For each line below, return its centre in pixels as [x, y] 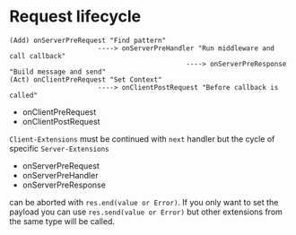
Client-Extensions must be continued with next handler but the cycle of [142, 139]
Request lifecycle [75, 17]
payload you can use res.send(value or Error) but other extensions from [146, 212]
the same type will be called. [62, 221]
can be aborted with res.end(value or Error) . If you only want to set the [144, 202]
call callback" [38, 56]
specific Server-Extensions [59, 148]
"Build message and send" [57, 72]
